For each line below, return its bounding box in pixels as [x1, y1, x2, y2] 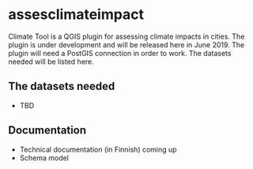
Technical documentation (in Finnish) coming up [19, 145, 177, 154]
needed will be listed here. [8, 57, 95, 66]
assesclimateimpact [8, 6, 145, 24]
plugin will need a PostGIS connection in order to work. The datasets [8, 48, 232, 58]
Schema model [19, 152, 70, 163]
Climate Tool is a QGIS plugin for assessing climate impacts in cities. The [8, 32, 245, 41]
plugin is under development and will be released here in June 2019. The [8, 39, 245, 49]
